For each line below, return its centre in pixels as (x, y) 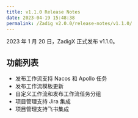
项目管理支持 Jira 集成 (43, 101)
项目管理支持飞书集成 (42, 109)
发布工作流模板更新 (39, 86)
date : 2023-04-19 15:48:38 (41, 18)
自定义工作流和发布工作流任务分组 (58, 94)
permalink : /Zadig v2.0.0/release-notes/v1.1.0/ (69, 23)
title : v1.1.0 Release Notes (43, 12)
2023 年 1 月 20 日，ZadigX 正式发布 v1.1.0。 (62, 42)
